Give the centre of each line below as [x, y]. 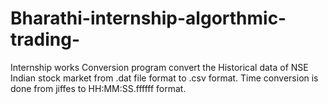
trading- [45, 39]
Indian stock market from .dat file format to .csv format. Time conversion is [164, 78]
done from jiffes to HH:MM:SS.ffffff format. [98, 88]
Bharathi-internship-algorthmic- [148, 18]
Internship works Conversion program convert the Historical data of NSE [159, 67]
